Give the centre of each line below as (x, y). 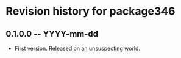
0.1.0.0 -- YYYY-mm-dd (52, 34)
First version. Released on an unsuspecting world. (77, 48)
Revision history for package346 (90, 11)
